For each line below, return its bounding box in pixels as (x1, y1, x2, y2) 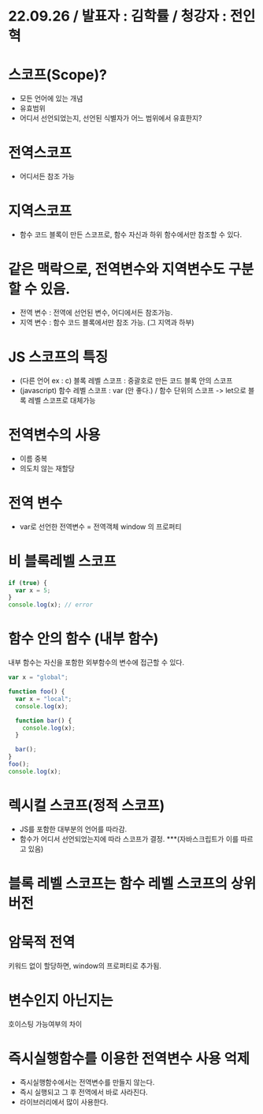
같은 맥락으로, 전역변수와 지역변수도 (8, 261, 226, 279)
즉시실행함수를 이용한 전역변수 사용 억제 (8, 1049, 250, 1067)
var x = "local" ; (15, 695, 72, 703)
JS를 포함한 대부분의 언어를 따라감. (19, 824, 128, 834)
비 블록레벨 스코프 (8, 552, 117, 570)
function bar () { (15, 716, 72, 725)
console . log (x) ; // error (8, 601, 93, 609)
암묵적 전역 (8, 933, 76, 951)
